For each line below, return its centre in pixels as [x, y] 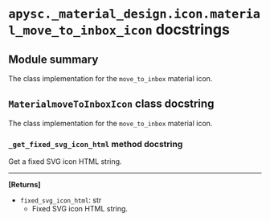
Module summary [53, 59]
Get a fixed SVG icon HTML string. [65, 162]
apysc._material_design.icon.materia [135, 14]
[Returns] [25, 185]
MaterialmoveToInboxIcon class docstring [111, 104]
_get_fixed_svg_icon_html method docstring [96, 144]
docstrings [193, 30]
